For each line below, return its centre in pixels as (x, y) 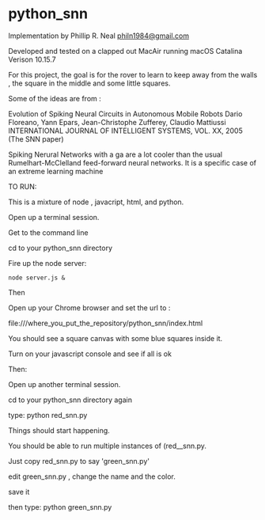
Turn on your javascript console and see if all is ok (90, 354)
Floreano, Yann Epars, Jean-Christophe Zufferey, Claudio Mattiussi (117, 122)
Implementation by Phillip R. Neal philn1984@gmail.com (99, 36)
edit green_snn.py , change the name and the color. (92, 476)
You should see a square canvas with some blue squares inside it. (115, 338)
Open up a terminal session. (54, 217)
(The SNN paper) (36, 139)
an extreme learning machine (56, 171)
